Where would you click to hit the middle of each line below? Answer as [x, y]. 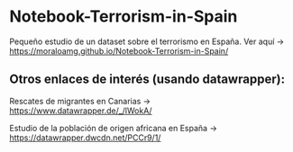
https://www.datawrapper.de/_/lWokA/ [81, 111]
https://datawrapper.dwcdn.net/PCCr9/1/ [85, 138]
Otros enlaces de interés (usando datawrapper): [147, 80]
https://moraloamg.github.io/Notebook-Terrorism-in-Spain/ [119, 50]
